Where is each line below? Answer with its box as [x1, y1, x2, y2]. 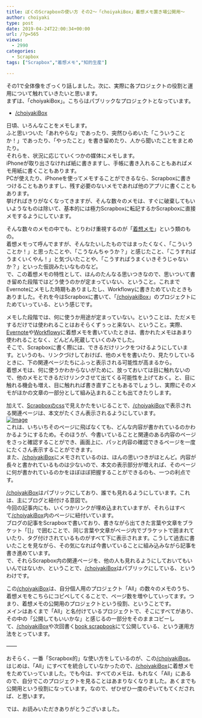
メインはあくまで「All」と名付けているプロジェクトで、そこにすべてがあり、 [6, 607, 197, 615]
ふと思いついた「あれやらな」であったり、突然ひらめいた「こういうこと [6, 129, 186, 136]
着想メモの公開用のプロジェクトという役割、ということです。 [22, 600, 175, 607]
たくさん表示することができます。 [11, 446, 96, 453]
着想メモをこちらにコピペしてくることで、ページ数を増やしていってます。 [6, 592, 189, 600]
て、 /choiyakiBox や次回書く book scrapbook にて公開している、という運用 [6, 623, 189, 630]
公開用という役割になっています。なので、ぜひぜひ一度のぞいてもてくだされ [6, 685, 195, 692]
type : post [6, 20, 34, 26]
